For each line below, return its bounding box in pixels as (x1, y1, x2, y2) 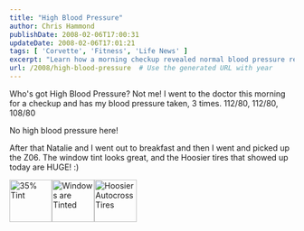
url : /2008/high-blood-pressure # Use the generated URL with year (9, 64, 273, 73)
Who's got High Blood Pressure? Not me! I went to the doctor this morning (9, 88, 286, 99)
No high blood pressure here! (9, 125, 119, 135)
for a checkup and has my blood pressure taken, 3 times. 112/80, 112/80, (9, 97, 279, 108)
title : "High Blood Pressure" (9, 13, 124, 23)
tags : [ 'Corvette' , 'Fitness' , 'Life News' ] (9, 47, 188, 56)
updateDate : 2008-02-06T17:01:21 (9, 38, 136, 48)
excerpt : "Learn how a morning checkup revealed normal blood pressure (9, 55, 285, 64)
